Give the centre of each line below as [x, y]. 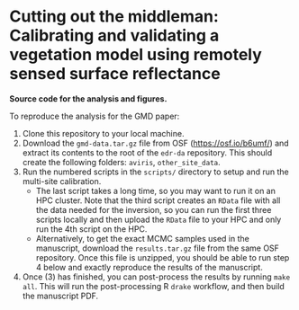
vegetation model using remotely [136, 55]
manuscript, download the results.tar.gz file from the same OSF [157, 248]
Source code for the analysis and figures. [88, 98]
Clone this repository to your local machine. [103, 133]
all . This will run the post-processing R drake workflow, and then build [154, 286]
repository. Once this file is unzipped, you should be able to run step [163, 257]
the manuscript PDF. [60, 296]
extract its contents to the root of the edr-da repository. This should [147, 152]
